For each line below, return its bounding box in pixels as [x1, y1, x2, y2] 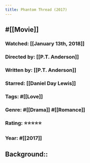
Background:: [5, 150, 48, 158]
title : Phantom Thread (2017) [5, 7, 68, 12]
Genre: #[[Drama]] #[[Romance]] [5, 106, 86, 113]
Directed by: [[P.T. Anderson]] [5, 53, 79, 60]
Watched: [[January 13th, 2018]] [5, 40, 85, 47]
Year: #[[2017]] [5, 135, 42, 142]
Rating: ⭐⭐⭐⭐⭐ [5, 120, 42, 127]
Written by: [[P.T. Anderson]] [5, 66, 77, 73]
